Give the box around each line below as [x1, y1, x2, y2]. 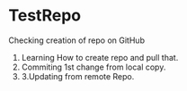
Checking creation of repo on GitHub [8, 35, 146, 45]
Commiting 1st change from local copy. [21, 62, 166, 72]
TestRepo [8, 5, 82, 26]
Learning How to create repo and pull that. [21, 52, 179, 62]
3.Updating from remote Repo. [21, 70, 135, 81]
